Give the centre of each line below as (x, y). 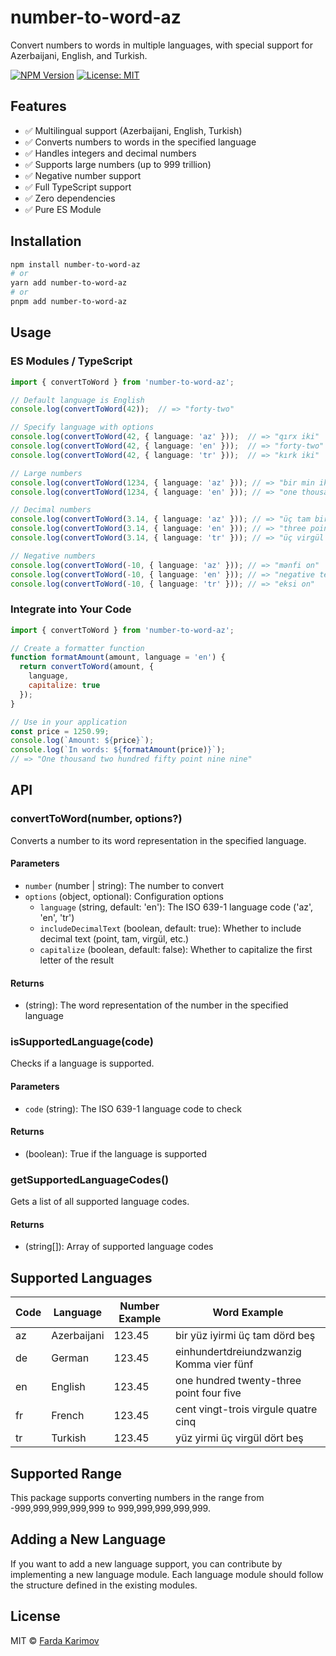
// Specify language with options (82, 427)
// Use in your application (69, 722)
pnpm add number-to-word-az (69, 302)
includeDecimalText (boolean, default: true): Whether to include (170, 928)
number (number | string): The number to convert (124, 885)
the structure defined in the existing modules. (104, 1585)
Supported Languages (81, 1277)
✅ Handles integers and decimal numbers (110, 153)
